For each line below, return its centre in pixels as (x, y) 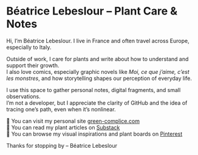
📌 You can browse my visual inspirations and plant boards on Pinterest (94, 134)
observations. (23, 96)
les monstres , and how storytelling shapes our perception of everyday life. (99, 78)
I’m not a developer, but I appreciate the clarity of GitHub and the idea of (97, 103)
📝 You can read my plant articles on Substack (63, 127)
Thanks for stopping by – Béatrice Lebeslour (62, 145)
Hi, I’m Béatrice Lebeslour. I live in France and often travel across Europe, (98, 41)
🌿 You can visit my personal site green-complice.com (73, 121)
